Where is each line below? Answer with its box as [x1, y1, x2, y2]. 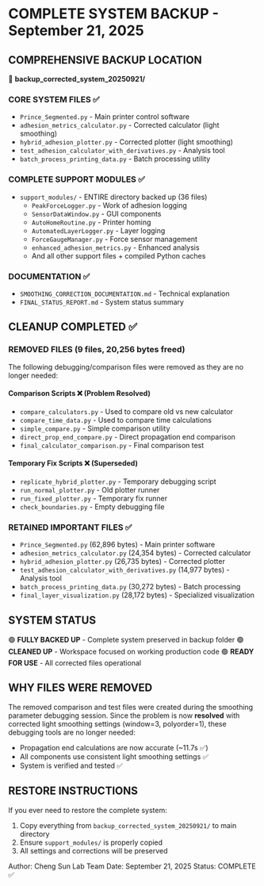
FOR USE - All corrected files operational [8, 658, 141, 668]
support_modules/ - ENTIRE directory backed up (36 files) [19, 192, 208, 201]
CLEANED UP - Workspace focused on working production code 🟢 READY [8, 647, 254, 657]
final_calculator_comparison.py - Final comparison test [19, 440, 205, 450]
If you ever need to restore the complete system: [8, 805, 168, 815]
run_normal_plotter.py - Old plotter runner [19, 485, 160, 494]
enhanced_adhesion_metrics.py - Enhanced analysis [31, 243, 200, 252]
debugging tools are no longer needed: [8, 727, 136, 737]
